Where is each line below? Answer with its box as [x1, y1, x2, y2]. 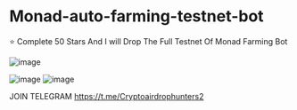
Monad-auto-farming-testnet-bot [9, 6, 265, 27]
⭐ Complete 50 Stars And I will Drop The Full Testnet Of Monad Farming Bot [9, 35, 288, 46]
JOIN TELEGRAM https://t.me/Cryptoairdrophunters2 [9, 90, 204, 101]
